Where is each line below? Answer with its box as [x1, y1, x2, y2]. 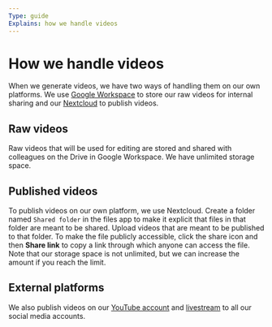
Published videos [8, 184, 98, 198]
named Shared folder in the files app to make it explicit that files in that [8, 214, 246, 224]
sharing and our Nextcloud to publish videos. [8, 98, 159, 108]
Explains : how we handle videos [8, 19, 118, 28]
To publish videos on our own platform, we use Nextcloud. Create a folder [8, 206, 256, 216]
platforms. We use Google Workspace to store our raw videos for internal [8, 90, 253, 100]
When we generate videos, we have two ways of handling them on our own [8, 81, 261, 91]
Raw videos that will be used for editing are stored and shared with [8, 144, 232, 153]
